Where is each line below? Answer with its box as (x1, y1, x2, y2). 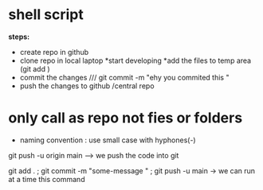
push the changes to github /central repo (19, 81, 155, 91)
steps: (8, 32, 30, 41)
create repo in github (19, 47, 89, 56)
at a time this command (8, 174, 85, 184)
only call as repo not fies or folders (8, 109, 243, 127)
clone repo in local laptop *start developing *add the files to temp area (19, 56, 252, 65)
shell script (8, 6, 84, 24)
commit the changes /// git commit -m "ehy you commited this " (19, 72, 230, 82)
